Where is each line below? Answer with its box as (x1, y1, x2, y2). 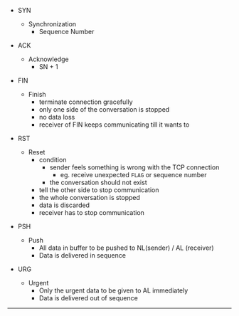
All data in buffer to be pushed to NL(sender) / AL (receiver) (38, 243, 215, 252)
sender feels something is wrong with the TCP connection (49, 163, 220, 172)
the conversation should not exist (49, 178, 147, 186)
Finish (28, 90, 46, 98)
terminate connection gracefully (38, 98, 133, 106)
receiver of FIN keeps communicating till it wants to (38, 120, 190, 129)
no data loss (38, 113, 75, 121)
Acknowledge (28, 55, 69, 63)
